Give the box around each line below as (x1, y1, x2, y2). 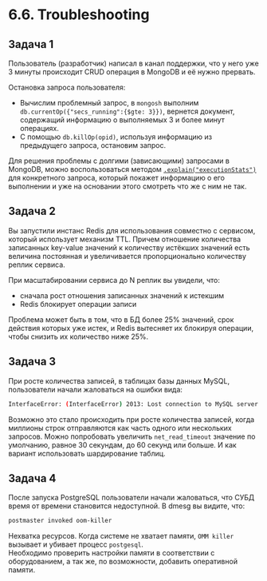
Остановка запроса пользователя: (8, 82, 126, 92)
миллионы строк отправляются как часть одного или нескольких (8, 423, 233, 432)
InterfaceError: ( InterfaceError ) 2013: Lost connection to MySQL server (8, 400, 259, 408)
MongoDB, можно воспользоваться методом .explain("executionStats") (8, 165, 257, 173)
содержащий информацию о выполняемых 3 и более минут (19, 115, 226, 125)
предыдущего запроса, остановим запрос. (19, 141, 166, 149)
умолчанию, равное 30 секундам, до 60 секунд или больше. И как (8, 440, 237, 449)
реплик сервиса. (8, 260, 65, 269)
